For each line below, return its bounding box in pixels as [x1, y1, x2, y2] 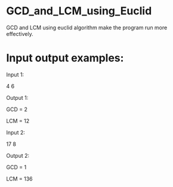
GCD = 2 [6, 106, 28, 113]
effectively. [6, 30, 34, 37]
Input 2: [6, 128, 25, 136]
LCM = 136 [6, 175, 33, 182]
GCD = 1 [6, 163, 27, 171]
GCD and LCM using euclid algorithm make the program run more [6, 24, 168, 31]
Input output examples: [6, 51, 124, 65]
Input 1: [6, 70, 24, 78]
